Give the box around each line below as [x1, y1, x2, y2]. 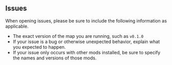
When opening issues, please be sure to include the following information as [5, 17, 167, 24]
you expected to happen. [12, 44, 66, 50]
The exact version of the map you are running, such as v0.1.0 [12, 33, 144, 39]
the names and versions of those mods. [12, 55, 97, 61]
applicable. [5, 23, 29, 29]
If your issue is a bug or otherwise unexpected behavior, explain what [12, 38, 160, 45]
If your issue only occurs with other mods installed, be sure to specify [12, 49, 161, 55]
